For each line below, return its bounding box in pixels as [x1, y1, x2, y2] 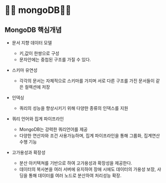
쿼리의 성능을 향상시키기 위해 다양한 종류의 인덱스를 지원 [19, 105, 129, 111]
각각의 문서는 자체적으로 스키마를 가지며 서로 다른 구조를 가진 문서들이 [19, 78, 155, 84]
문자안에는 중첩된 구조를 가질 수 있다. [19, 57, 91, 62]
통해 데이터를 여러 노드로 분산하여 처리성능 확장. [28, 173, 122, 179]
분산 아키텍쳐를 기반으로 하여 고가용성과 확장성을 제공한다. [19, 160, 133, 166]
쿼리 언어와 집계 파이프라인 [11, 116, 64, 122]
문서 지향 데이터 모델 [11, 40, 52, 45]
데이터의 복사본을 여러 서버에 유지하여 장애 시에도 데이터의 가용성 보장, [19, 167, 156, 172]
